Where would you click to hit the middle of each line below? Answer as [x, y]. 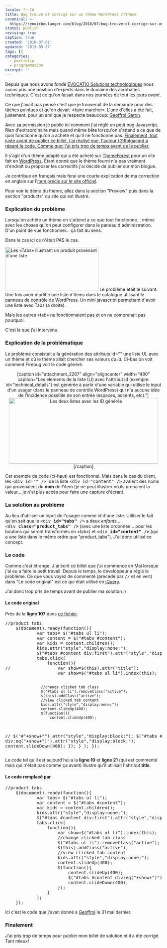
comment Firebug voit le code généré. [44, 364]
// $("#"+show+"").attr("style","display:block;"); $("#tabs [81, 736]
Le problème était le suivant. [128, 289]
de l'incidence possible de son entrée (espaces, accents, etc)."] [83, 395]
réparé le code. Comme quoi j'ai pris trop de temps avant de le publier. [77, 146]
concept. [14, 542]
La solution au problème [35, 505]
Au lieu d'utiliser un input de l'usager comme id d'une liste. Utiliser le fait [79, 515]
